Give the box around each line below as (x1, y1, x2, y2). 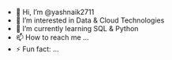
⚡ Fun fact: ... (15, 44, 59, 54)
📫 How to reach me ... (15, 33, 89, 42)
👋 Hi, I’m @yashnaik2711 (15, 8, 95, 16)
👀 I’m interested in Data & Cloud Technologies (15, 16, 165, 25)
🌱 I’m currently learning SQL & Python (15, 24, 139, 33)
